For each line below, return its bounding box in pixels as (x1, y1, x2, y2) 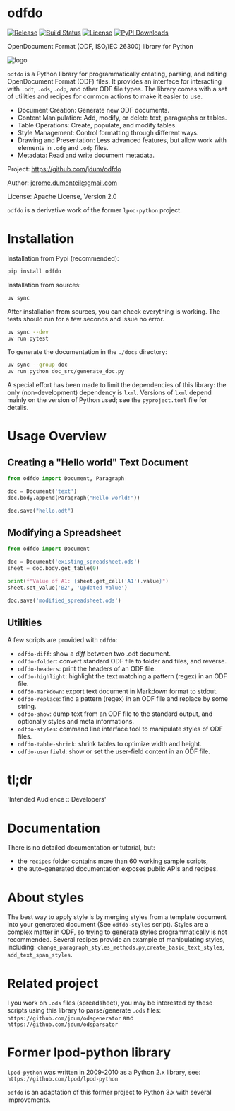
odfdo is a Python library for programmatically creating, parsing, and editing (7, 69, 227, 78)
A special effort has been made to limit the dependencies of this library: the (7, 381, 227, 389)
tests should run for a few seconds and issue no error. (7, 314, 164, 323)
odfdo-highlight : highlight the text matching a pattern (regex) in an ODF (17, 671, 227, 680)
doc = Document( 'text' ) (7, 488, 78, 495)
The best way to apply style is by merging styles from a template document (7, 913, 227, 921)
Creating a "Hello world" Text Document (7, 456, 188, 468)
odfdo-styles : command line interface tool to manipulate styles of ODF (17, 724, 224, 733)
